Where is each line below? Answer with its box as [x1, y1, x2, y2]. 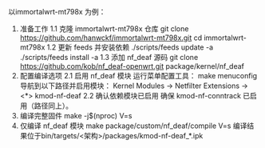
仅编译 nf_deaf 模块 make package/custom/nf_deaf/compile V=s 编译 [19, 121, 247, 130]
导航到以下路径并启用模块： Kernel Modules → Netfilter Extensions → [19, 81, 249, 90]
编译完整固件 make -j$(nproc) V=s [19, 111, 132, 120]
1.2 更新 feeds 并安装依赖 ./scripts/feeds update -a [46, 42, 214, 52]
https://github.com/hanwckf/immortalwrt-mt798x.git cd [19, 33, 202, 42]
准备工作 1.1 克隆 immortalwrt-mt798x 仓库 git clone [19, 24, 189, 34]
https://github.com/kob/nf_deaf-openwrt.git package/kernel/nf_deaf [19, 62, 245, 70]
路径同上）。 [34, 101, 73, 110]
